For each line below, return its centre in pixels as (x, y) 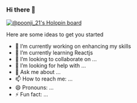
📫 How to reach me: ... (44, 79)
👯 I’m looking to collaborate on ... (56, 59)
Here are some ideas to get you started (55, 35)
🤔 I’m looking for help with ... (50, 65)
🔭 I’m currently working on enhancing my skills (73, 46)
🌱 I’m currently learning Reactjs (54, 53)
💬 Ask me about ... (38, 72)
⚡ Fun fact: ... (31, 95)
